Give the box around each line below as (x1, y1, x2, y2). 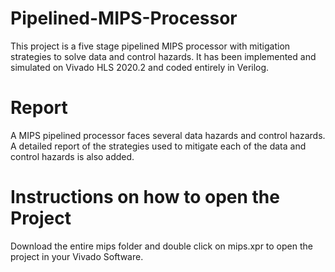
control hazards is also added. (10, 150, 135, 162)
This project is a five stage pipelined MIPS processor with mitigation (10, 40, 291, 52)
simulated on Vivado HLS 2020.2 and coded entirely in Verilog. (10, 61, 270, 73)
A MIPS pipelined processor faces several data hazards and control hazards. (10, 129, 326, 141)
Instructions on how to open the (10, 186, 280, 209)
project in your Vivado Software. (10, 250, 144, 262)
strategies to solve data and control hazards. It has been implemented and (10, 50, 317, 62)
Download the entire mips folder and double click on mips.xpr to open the (10, 240, 313, 252)
